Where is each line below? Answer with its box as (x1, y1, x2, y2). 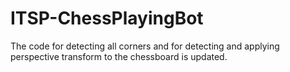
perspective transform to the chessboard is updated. (10, 50, 228, 62)
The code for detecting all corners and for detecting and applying (10, 40, 280, 52)
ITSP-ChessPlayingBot (10, 7, 204, 30)
